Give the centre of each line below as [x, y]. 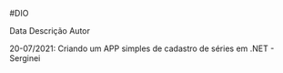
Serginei [25, 58]
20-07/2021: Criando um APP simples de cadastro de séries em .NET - [142, 48]
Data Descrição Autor [50, 31]
